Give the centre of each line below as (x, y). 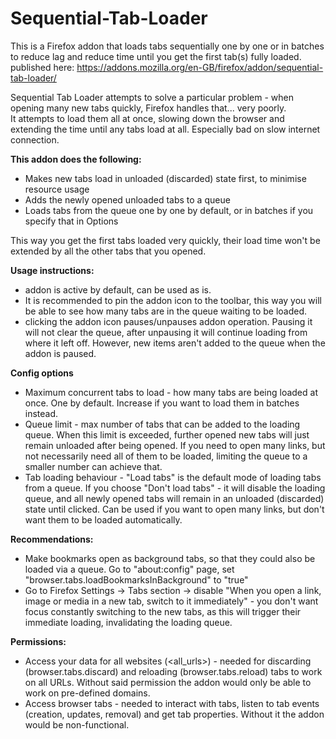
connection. (35, 139)
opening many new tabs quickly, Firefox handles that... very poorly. (148, 108)
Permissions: (38, 641)
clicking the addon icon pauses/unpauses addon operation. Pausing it (168, 321)
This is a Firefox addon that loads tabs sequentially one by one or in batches (167, 46)
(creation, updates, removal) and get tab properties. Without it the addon (174, 714)
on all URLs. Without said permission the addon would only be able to (168, 682)
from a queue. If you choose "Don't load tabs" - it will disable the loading (175, 488)
